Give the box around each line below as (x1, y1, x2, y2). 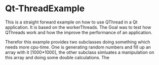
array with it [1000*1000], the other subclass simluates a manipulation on (5, 49, 155, 55)
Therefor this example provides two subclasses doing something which (5, 39, 151, 44)
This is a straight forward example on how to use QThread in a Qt (5, 19, 138, 25)
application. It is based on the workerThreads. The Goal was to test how (5, 24, 152, 30)
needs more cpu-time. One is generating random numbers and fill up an (5, 44, 151, 50)
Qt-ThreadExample (5, 3, 85, 14)
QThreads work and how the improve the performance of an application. (5, 29, 153, 35)
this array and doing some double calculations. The (5, 54, 110, 60)
